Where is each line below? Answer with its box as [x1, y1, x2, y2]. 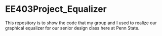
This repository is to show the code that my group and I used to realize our [5, 20, 157, 26]
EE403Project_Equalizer [5, 3, 107, 15]
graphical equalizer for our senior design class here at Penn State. [5, 25, 140, 31]
